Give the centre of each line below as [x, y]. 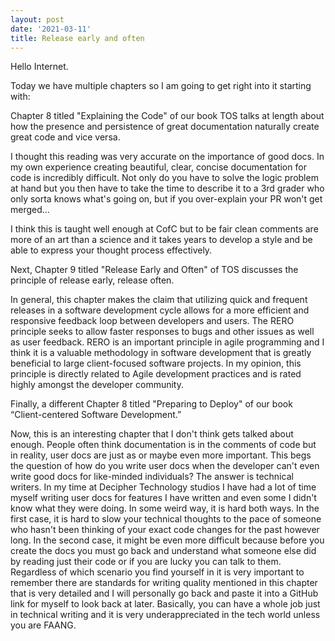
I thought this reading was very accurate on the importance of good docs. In [167, 157]
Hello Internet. [39, 67]
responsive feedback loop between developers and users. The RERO [152, 321]
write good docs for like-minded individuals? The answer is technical [152, 477]
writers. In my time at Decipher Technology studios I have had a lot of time [163, 487]
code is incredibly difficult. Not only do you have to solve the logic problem [164, 178]
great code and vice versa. [65, 137]
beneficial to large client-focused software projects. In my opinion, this [156, 363]
